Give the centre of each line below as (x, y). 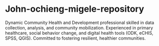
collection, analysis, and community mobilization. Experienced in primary (79, 27)
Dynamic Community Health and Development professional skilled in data (79, 23)
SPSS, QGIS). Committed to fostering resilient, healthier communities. (76, 38)
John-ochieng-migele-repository (75, 9)
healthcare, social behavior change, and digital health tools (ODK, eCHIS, (79, 33)
